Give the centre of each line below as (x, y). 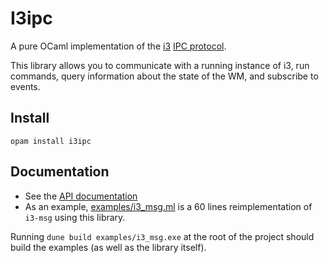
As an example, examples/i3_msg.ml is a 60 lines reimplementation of (168, 206)
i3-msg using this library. (75, 217)
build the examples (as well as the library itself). (108, 247)
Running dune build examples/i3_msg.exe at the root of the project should (162, 236)
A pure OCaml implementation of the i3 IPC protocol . (118, 46)
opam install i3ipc (51, 141)
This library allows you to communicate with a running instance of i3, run (160, 65)
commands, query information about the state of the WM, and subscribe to (164, 76)
